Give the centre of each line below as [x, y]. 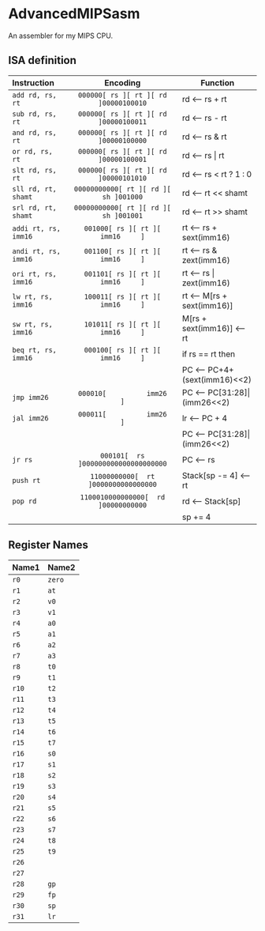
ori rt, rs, [35, 274]
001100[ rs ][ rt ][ [123, 251]
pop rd [24, 501]
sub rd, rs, [35, 114]
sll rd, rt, [35, 189]
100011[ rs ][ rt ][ [123, 296]
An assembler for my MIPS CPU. [60, 36]
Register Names [48, 545]
